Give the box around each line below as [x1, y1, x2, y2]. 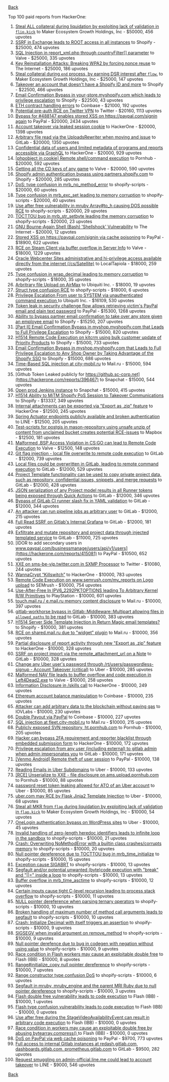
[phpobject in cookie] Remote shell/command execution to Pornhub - [15, 155, 156, 161]
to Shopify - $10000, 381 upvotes [15, 625, 84, 630]
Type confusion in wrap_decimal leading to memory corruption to [15, 271, 149, 277]
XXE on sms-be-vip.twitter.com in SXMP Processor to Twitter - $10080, [15, 561, 161, 567]
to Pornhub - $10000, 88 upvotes [15, 777, 84, 783]
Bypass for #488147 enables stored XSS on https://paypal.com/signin [15, 113, 158, 119]
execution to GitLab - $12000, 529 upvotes [15, 466, 103, 472]
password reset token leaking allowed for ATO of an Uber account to [15, 782, 155, 788]
